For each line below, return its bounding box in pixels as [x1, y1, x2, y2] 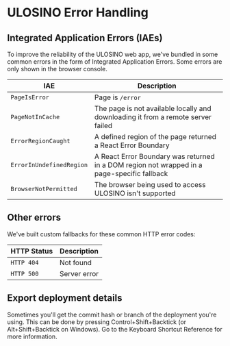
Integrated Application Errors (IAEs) [7, 32, 163, 44]
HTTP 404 [10, 258, 39, 267]
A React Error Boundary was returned [94, 152, 215, 161]
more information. [7, 332, 57, 341]
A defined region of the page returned [94, 132, 217, 141]
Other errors [7, 212, 62, 223]
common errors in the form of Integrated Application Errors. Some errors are [7, 58, 222, 66]
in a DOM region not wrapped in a [94, 160, 203, 169]
